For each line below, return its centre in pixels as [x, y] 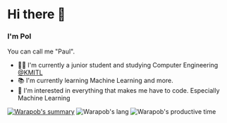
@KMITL [30, 72]
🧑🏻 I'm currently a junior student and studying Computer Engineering [118, 65]
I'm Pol [19, 37]
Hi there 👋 [36, 14]
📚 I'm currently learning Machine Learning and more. [96, 81]
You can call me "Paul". [41, 51]
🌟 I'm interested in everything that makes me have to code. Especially [118, 91]
